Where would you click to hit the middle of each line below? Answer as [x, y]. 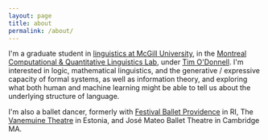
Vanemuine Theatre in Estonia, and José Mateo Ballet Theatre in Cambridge [134, 121]
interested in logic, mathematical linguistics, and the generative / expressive [134, 71]
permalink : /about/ [41, 31]
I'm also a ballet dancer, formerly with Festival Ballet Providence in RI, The [131, 112]
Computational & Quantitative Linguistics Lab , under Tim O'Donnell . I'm [126, 62]
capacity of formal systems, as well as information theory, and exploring [128, 79]
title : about [30, 23]
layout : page [30, 16]
